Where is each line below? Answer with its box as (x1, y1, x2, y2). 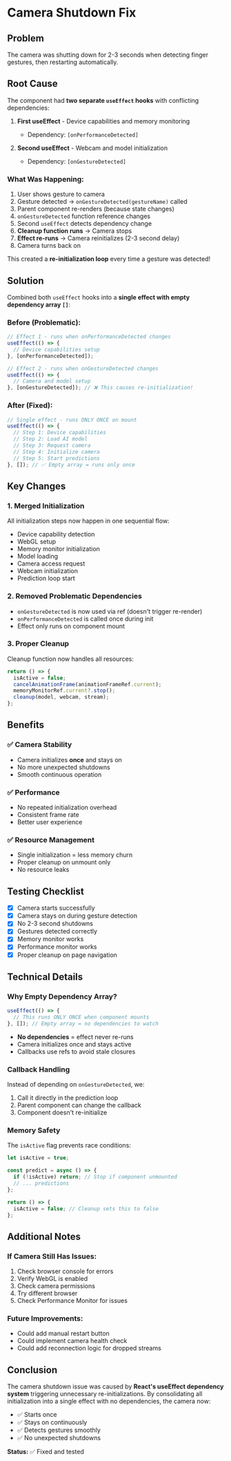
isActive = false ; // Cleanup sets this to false (13, 1205, 159, 1212)
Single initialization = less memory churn (17, 851, 133, 859)
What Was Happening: (7, 174, 84, 184)
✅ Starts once (17, 1411, 57, 1419)
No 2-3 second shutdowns (17, 920, 94, 928)
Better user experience (17, 818, 83, 826)
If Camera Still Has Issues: (7, 1251, 97, 1261)
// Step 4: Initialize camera (13, 448, 100, 455)
